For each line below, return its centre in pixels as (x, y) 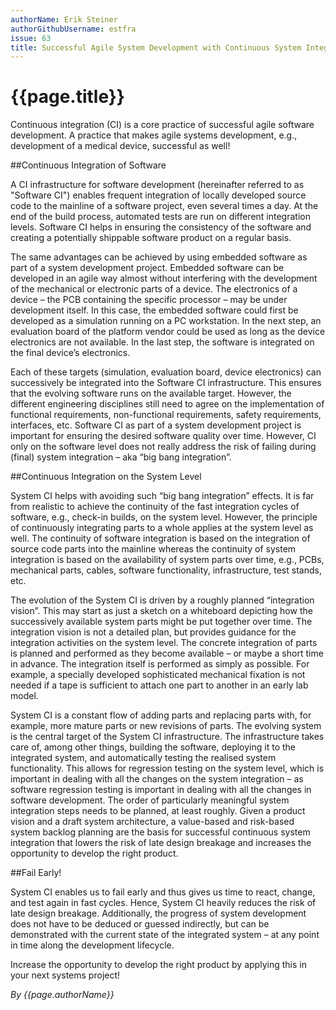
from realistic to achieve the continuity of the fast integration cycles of (155, 507)
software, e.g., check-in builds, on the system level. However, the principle (164, 517)
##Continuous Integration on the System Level (106, 477)
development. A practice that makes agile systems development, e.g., (154, 135)
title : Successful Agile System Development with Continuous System (156, 47)
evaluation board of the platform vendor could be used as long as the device (168, 332)
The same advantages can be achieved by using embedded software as (159, 257)
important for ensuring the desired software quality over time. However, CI (163, 436)
